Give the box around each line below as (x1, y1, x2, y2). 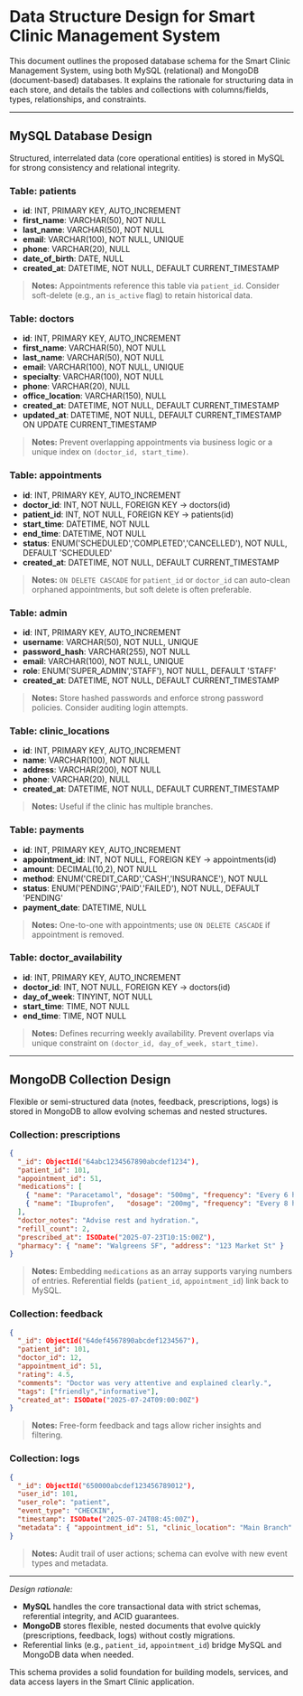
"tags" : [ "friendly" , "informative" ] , (17, 1387, 160, 1396)
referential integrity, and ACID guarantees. (22, 1610, 179, 1621)
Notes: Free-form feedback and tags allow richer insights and (31, 1420, 262, 1431)
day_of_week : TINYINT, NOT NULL (22, 991, 153, 1002)
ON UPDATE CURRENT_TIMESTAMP (22, 419, 158, 430)
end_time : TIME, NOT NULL (22, 1010, 127, 1021)
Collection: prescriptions (9, 1128, 121, 1140)
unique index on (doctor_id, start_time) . (31, 446, 189, 457)
